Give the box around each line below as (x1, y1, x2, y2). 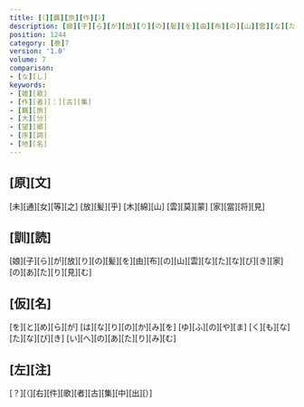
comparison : (9, 64, 54, 73)
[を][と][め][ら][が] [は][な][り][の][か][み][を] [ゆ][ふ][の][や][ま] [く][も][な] (9, 322, 291, 333)
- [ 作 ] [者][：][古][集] (9, 97, 92, 107)
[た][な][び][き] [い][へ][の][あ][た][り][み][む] (9, 333, 176, 344)
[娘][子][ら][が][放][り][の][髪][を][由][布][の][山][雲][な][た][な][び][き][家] (9, 255, 284, 267)
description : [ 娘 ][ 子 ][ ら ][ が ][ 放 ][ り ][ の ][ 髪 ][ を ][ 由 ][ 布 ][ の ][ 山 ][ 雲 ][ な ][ (9, 22, 290, 31)
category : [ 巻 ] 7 (9, 38, 70, 48)
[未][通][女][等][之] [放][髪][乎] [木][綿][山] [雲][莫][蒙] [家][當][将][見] (9, 201, 265, 212)
